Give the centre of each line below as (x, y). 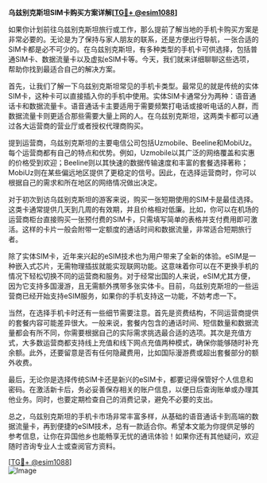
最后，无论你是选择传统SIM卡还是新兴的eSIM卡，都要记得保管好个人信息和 (131, 380)
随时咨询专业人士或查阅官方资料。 (64, 446)
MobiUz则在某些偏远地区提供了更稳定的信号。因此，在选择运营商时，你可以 (132, 173)
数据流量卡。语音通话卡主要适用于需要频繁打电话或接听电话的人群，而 (144, 106)
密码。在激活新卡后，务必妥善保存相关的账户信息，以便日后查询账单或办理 (130, 390)
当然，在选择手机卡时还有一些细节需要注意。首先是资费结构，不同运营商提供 (133, 313)
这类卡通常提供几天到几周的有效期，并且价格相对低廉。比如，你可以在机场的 (133, 209)
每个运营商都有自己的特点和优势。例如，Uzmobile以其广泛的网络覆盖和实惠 (132, 153)
